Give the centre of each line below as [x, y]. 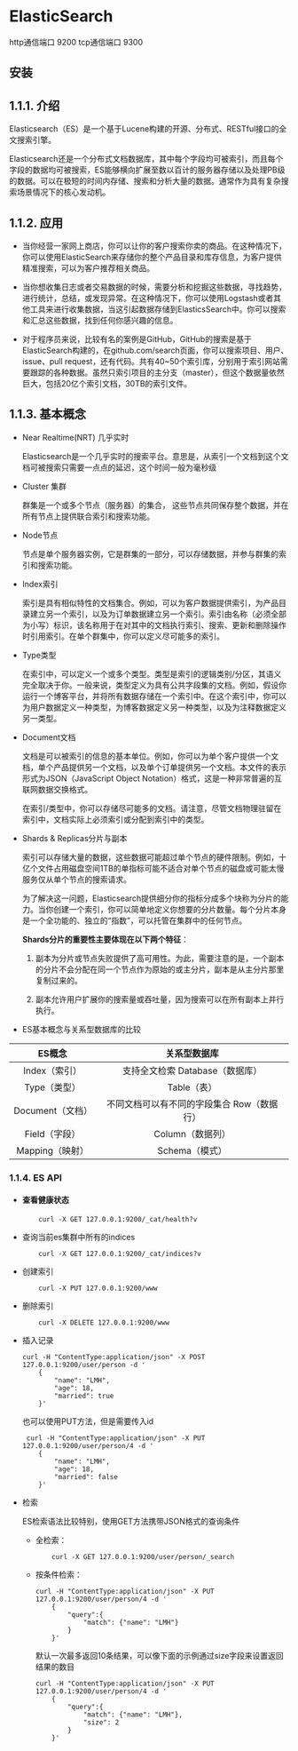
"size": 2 [101, 1722]
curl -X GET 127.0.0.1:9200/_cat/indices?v [120, 1254]
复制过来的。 [59, 980]
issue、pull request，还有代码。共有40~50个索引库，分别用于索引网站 [151, 361]
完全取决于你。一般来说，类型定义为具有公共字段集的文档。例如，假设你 [154, 685]
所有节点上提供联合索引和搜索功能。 [88, 516]
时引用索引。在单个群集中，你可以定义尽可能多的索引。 [123, 636]
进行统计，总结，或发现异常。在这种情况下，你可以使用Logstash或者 [148, 298]
